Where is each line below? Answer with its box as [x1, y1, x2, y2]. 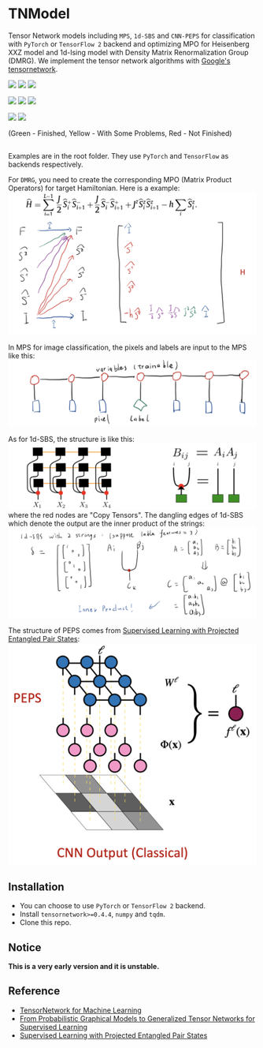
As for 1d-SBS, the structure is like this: [8, 435, 135, 444]
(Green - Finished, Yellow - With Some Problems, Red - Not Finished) [8, 128, 232, 138]
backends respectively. [8, 159, 84, 170]
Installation [8, 880, 65, 893]
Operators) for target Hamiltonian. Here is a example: [8, 183, 180, 193]
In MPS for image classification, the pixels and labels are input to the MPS [8, 342, 247, 352]
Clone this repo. [19, 918, 72, 927]
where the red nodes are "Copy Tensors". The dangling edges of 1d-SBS [8, 510, 244, 519]
